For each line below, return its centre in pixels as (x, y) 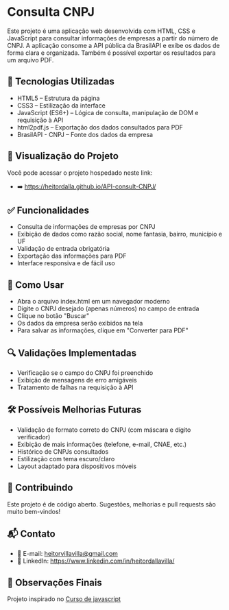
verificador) (34, 437)
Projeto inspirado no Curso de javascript (64, 599)
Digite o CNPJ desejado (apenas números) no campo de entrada (108, 308)
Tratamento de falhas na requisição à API (75, 387)
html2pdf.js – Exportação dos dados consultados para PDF (100, 127)
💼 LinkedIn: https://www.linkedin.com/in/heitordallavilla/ (96, 561)
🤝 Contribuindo (40, 488)
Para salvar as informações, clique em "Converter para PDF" (103, 330)
